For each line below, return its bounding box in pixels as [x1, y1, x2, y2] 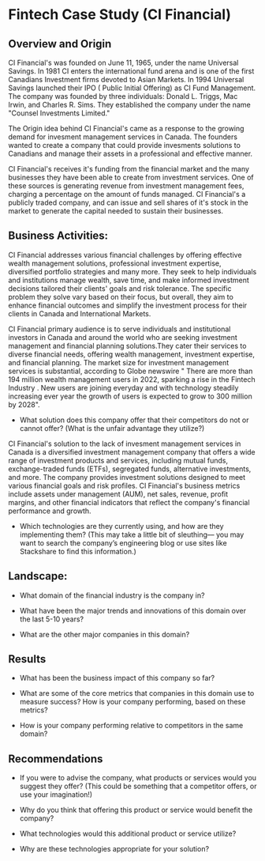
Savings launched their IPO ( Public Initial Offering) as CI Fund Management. [8, 83, 256, 93]
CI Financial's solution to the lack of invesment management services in [8, 439, 241, 448]
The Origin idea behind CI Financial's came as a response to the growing [8, 124, 244, 133]
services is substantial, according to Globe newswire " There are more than [8, 366, 253, 376]
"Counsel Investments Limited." [8, 108, 110, 118]
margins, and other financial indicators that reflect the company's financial [8, 497, 250, 507]
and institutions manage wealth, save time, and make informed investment [8, 275, 250, 285]
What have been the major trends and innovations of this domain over [19, 606, 247, 615]
